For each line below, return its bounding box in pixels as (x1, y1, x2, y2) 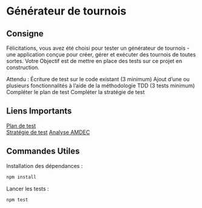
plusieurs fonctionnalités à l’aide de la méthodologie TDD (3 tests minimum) (6, 82, 195, 89)
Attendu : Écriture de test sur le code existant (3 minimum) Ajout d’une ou (6, 76, 190, 82)
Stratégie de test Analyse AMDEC (6, 129, 90, 136)
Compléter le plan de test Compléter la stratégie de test (6, 89, 145, 95)
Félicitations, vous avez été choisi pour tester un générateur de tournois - (6, 44, 190, 52)
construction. (6, 64, 39, 71)
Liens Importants (6, 106, 72, 116)
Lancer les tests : (6, 185, 50, 192)
